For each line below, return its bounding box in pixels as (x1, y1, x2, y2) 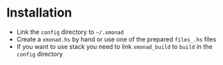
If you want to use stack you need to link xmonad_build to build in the (16, 42, 213, 50)
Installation (6, 5, 72, 21)
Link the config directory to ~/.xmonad (16, 28, 124, 36)
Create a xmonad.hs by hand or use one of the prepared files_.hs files (16, 35, 217, 43)
